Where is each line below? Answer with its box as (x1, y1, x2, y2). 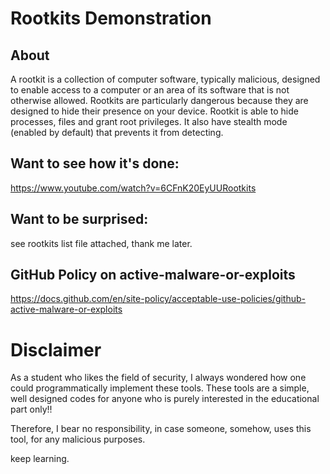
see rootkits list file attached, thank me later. (10, 237, 193, 249)
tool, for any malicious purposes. (10, 433, 146, 446)
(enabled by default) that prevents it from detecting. (10, 127, 224, 138)
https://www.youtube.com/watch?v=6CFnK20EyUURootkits (10, 182, 257, 194)
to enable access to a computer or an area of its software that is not (10, 84, 290, 96)
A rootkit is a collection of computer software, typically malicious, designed (10, 73, 321, 85)
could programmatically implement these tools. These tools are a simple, (10, 382, 310, 394)
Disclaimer (10, 338, 102, 361)
